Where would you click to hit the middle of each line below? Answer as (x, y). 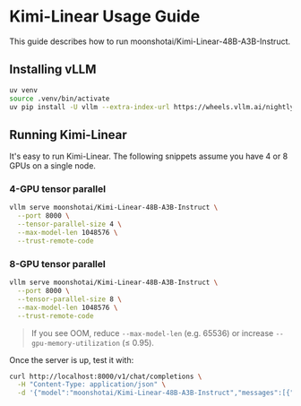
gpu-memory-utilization (76, 343)
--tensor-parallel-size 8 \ (70, 299)
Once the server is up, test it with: (72, 359)
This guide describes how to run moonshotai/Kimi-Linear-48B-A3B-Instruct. (150, 41)
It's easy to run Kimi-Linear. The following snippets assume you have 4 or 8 (149, 156)
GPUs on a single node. (53, 166)
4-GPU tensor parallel (57, 189)
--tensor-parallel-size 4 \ (70, 225)
